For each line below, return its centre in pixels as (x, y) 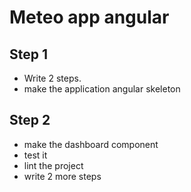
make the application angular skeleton (102, 89)
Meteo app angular (89, 17)
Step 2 (30, 120)
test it (35, 155)
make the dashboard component (91, 144)
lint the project (53, 165)
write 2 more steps (62, 176)
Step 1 (29, 54)
